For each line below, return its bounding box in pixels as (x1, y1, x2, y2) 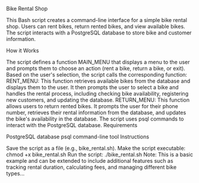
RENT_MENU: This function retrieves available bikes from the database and (6, 77, 191, 84)
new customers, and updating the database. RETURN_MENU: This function (6, 96, 190, 103)
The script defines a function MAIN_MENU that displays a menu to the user (6, 59, 190, 65)
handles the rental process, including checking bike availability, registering (6, 90, 189, 97)
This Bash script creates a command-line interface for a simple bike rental (6, 17, 187, 23)
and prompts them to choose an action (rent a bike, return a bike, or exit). (6, 65, 185, 72)
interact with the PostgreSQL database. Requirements (6, 122, 138, 128)
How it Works (6, 47, 39, 54)
